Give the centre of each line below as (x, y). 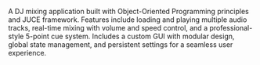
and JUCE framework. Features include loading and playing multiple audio (128, 20)
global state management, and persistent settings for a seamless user (121, 45)
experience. (27, 53)
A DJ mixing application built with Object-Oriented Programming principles (128, 11)
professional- (231, 28)
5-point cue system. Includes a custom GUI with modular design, (130, 36)
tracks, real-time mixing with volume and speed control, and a (108, 28)
